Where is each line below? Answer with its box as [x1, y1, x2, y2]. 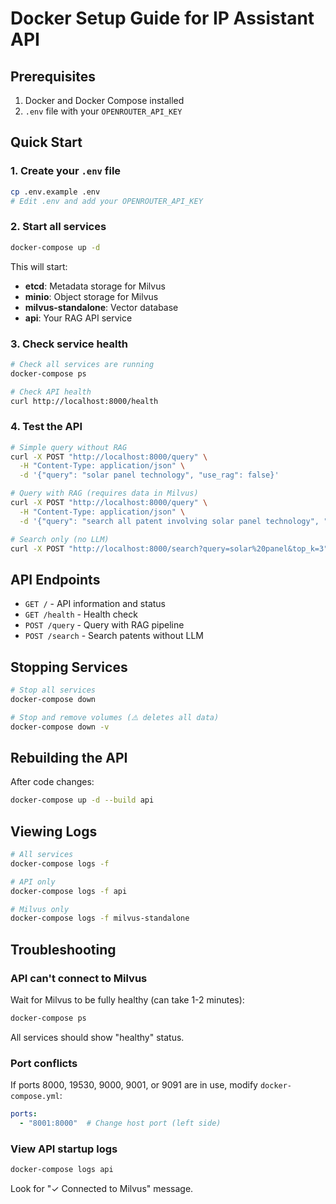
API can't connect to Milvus [10, 971, 148, 985]
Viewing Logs [10, 823, 98, 840]
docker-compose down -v [10, 722, 110, 732]
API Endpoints [10, 571, 101, 588]
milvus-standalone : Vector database [24, 301, 179, 313]
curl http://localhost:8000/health [10, 396, 159, 406]
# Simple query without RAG [10, 442, 128, 452]
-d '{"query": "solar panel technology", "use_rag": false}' [19, 470, 280, 481]
